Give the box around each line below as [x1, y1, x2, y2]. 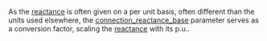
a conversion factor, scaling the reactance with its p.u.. [8, 24, 191, 33]
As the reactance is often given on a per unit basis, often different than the [8, 7, 255, 16]
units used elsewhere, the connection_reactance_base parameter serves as [8, 15, 259, 25]
